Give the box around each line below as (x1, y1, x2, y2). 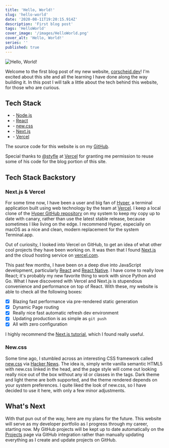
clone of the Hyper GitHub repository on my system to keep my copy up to (5, 210, 160, 216)
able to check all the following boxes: (5, 289, 82, 295)
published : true (5, 45, 39, 50)
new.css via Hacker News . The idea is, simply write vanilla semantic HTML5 (5, 360, 163, 366)
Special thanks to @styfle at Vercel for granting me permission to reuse (5, 153, 154, 159)
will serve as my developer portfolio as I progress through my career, (5, 421, 148, 427)
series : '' (5, 40, 28, 45)
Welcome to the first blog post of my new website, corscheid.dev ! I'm (5, 68, 150, 74)
